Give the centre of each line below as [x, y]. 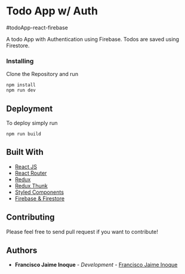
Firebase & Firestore [39, 198]
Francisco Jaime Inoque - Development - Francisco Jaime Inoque [96, 265]
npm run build [24, 134]
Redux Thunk [31, 185]
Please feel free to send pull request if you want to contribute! [82, 232]
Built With [25, 152]
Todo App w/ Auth [52, 11]
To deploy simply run [32, 123]
